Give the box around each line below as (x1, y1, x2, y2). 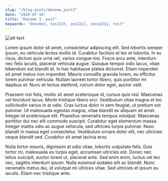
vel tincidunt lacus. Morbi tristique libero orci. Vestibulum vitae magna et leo (5, 97, 162, 103)
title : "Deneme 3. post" (5, 16, 57, 21)
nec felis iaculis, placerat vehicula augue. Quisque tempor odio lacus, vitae (5, 60, 160, 66)
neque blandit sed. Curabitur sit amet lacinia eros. (5, 134, 108, 140)
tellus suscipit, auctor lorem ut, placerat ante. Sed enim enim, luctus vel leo (5, 154, 160, 160)
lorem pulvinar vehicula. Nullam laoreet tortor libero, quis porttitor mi (5, 76, 146, 82)
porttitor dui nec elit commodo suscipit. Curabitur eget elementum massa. (5, 118, 158, 124)
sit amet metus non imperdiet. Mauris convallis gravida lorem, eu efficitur (5, 71, 156, 77)
